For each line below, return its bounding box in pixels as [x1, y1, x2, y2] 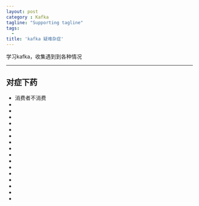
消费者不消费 [14, 94, 46, 101]
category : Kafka [6, 14, 49, 20]
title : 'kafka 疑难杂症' [6, 36, 64, 42]
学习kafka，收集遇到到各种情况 [6, 53, 82, 60]
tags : [6, 25, 20, 31]
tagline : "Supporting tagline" [6, 19, 84, 25]
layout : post [6, 8, 38, 15]
